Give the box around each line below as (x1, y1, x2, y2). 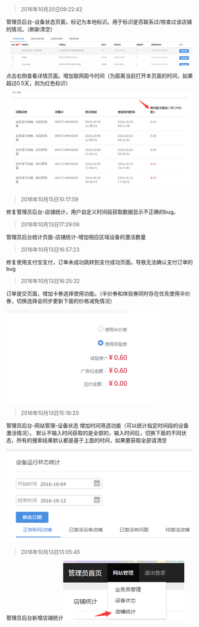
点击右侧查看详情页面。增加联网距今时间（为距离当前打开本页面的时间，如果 (6, 72, 193, 79)
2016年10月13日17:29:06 (20, 221, 80, 228)
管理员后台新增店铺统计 (6, 615, 63, 622)
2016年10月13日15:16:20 (20, 409, 79, 416)
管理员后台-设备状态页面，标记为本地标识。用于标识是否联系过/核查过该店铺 (6, 18, 192, 25)
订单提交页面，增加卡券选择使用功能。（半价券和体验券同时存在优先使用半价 (6, 290, 191, 298)
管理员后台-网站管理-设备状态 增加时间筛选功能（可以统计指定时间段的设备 (6, 422, 189, 429)
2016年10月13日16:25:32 (20, 277, 80, 285)
